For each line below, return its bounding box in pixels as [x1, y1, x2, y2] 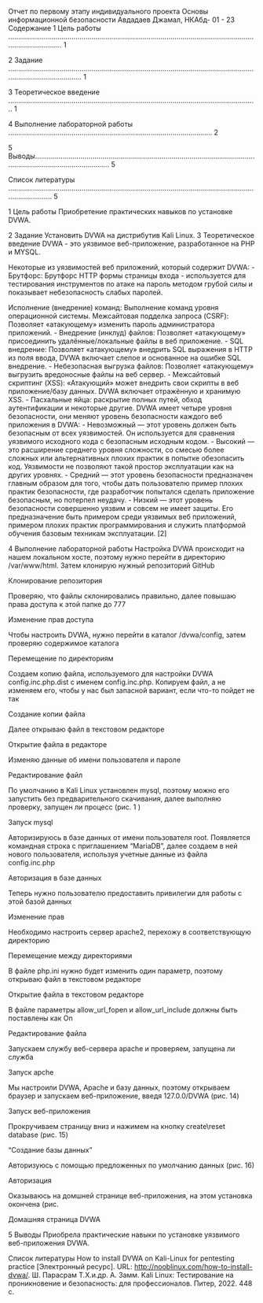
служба [8, 1053, 34, 1061]
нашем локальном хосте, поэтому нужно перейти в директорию [8, 553, 225, 561]
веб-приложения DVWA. [8, 1238, 90, 1247]
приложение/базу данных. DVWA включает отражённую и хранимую [8, 387, 241, 396]
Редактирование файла [8, 1029, 87, 1038]
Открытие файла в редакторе [8, 740, 108, 749]
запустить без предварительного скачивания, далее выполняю [8, 794, 221, 803]
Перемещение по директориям [8, 653, 114, 663]
